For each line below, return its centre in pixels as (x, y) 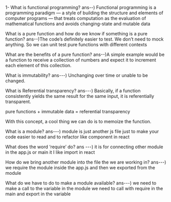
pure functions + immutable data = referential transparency (68, 112)
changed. (15, 81)
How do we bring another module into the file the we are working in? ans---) (86, 162)
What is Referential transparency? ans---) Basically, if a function (73, 91)
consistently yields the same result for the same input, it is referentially (80, 96)
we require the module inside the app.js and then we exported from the (80, 168)
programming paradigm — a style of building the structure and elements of (84, 13)
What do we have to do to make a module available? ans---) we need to (81, 183)
